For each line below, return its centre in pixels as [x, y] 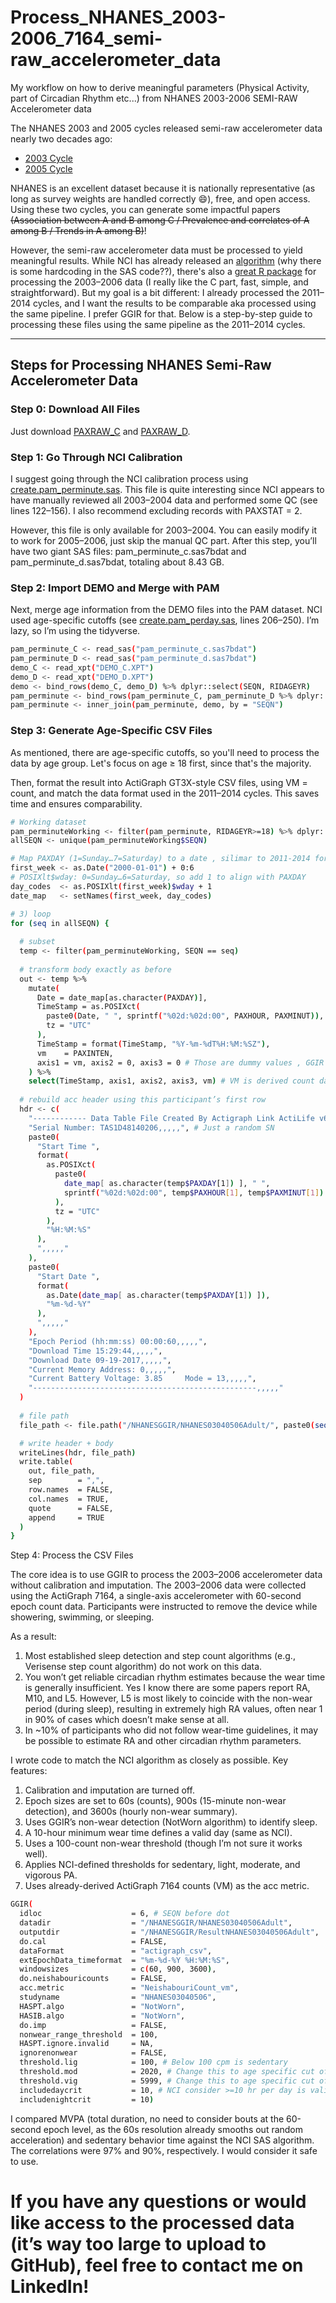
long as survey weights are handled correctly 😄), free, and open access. [160, 198]
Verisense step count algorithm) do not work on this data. [143, 1667]
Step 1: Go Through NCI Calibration [96, 457]
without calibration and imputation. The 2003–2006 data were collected [158, 1585]
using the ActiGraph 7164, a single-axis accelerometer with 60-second [156, 1596]
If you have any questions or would [158, 2201]
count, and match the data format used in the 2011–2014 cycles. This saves [165, 793]
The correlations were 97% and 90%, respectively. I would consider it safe [164, 2150]
